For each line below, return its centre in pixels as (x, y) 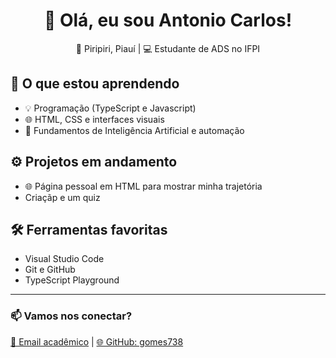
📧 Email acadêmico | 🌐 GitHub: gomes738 (97, 341)
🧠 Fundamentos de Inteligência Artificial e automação (134, 130)
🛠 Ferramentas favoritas (89, 229)
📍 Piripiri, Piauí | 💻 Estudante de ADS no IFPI (168, 48)
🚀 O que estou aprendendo (95, 84)
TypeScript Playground (72, 280)
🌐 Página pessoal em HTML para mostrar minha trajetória (143, 186)
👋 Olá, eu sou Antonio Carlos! (168, 20)
